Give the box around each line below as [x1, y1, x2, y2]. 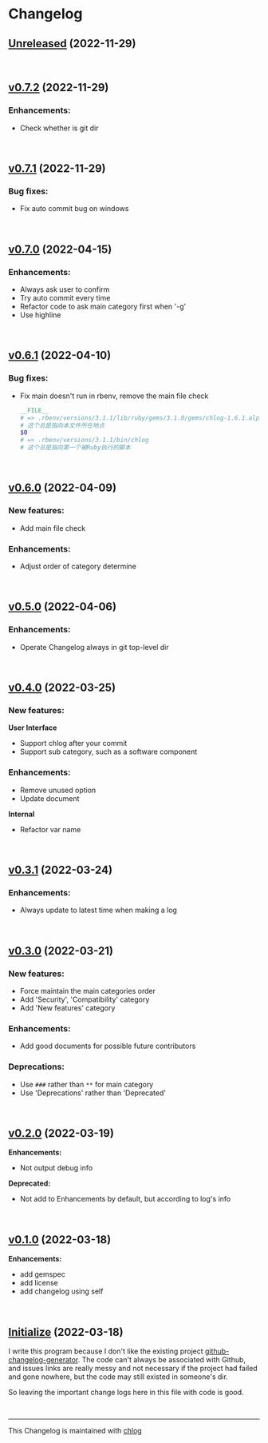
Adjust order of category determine [19, 561, 137, 571]
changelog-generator [8, 1355, 78, 1365]
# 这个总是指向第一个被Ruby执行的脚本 [19, 444, 132, 452]
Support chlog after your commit [19, 739, 128, 748]
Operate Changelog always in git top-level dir [19, 642, 169, 652]
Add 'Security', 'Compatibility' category [19, 995, 150, 1004]
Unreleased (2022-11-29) [8, 37, 136, 50]
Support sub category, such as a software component [19, 747, 198, 756]
